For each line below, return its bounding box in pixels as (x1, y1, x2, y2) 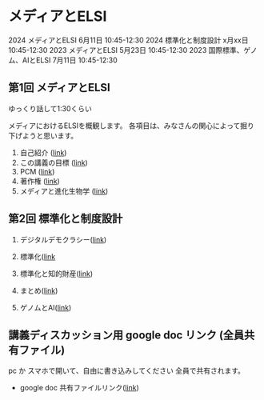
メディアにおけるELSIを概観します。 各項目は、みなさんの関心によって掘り (8, 121, 254, 130)
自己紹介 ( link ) (19, 147, 67, 157)
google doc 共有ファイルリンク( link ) (19, 383, 140, 393)
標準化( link (19, 251, 56, 261)
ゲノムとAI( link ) (19, 302, 72, 312)
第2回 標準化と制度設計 (8, 212, 123, 226)
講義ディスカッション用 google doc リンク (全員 (8, 328, 245, 342)
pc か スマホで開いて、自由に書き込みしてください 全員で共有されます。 (8, 366, 246, 376)
